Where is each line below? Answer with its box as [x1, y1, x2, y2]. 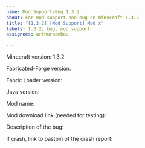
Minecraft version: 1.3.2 [6, 53, 65, 60]
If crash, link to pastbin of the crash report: [6, 135, 113, 143]
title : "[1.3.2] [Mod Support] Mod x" [6, 20, 104, 26]
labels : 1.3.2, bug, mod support [6, 25, 91, 32]
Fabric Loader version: [6, 77, 62, 84]
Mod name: [6, 100, 35, 108]
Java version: [6, 88, 40, 95]
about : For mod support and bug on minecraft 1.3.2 [6, 14, 139, 21]
